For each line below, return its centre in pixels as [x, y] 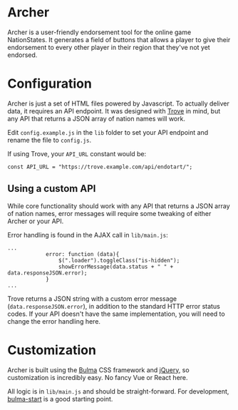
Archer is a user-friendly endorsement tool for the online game [99, 32]
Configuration [50, 84]
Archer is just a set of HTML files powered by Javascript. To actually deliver [118, 103]
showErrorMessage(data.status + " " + [116, 267]
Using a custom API [52, 189]
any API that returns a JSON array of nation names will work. [96, 118]
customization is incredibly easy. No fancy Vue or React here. [98, 377]
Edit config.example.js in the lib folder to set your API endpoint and [108, 132]
